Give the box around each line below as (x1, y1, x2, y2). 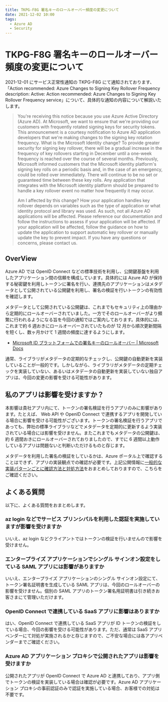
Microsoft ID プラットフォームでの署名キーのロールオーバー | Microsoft (12, 339, 159, 345)
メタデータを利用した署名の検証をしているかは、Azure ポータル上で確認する (5, 453, 163, 459)
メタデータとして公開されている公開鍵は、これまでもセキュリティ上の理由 (5, 304, 158, 310)
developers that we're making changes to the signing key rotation (17, 135, 152, 141)
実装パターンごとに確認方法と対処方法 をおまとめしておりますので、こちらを (5, 465, 162, 471)
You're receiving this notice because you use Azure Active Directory (17, 113, 158, 119)
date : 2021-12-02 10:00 (5, 12, 55, 17)
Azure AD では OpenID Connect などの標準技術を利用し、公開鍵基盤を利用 (5, 268, 159, 274)
